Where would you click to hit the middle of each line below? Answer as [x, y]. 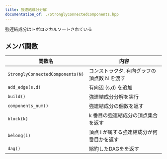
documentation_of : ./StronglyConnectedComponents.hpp [62, 14]
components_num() [28, 106]
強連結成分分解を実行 [114, 97]
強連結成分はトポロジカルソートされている [49, 29]
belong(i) [19, 136]
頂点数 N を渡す [107, 78]
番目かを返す [104, 140]
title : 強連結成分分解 [26, 10]
